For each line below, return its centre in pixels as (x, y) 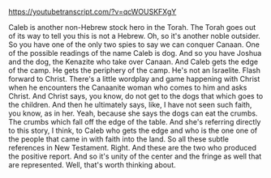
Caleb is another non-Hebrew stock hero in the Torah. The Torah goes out (132, 27)
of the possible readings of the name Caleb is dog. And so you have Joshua (135, 53)
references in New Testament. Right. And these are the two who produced (133, 148)
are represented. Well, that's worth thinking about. (92, 165)
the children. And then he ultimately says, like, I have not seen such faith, (130, 105)
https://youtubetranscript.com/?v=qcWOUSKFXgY (92, 12)
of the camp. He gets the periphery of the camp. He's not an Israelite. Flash (135, 70)
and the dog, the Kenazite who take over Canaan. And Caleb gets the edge (133, 61)
